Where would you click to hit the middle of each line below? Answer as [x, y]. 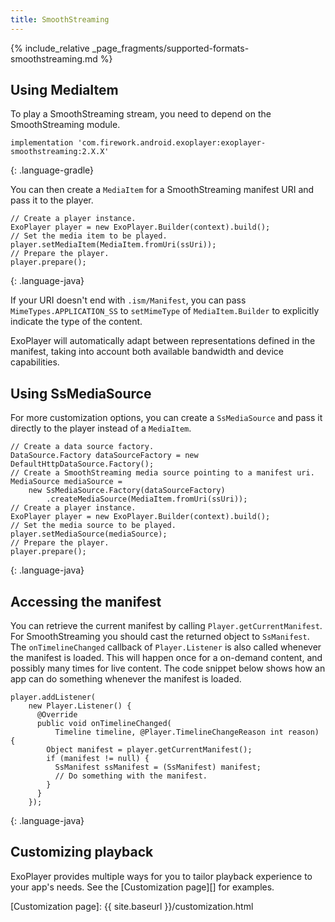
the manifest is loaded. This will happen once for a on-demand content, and [166, 658]
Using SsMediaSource [81, 393]
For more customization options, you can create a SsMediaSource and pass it [166, 418]
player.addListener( [53, 697]
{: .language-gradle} [52, 170]
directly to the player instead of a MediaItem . [101, 428]
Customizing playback [82, 852]
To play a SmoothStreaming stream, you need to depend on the [141, 114]
